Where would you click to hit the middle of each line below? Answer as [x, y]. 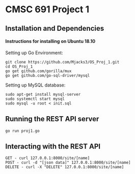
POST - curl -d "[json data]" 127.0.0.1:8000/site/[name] [68, 163]
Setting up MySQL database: [35, 85]
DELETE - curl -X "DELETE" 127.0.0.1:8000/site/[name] [65, 167]
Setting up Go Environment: [34, 53]
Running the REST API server [52, 119]
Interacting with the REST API [53, 146]
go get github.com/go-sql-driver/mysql [48, 75]
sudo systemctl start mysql [35, 99]
